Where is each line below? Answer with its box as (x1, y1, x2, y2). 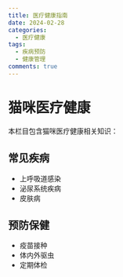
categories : (8, 26, 47, 34)
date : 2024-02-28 (8, 19, 65, 27)
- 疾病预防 (15, 48, 46, 56)
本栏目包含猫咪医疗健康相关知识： (8, 126, 118, 136)
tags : (8, 41, 26, 49)
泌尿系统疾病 (19, 184, 61, 193)
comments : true (8, 63, 58, 71)
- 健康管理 (15, 56, 46, 64)
